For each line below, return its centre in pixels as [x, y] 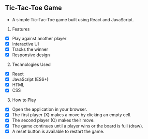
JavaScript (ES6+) [30, 79]
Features [21, 29]
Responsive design [31, 55]
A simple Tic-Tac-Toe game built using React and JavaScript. [73, 19]
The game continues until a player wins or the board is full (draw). [78, 126]
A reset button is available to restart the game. [58, 131]
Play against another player [39, 38]
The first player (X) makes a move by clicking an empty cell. [72, 115]
